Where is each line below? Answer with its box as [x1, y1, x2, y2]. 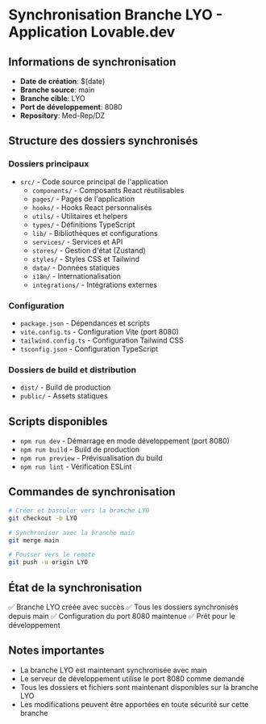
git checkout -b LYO [8, 514, 78, 522]
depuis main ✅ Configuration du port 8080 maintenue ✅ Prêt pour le [8, 611, 236, 621]
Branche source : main [19, 85, 95, 95]
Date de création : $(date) [19, 77, 106, 86]
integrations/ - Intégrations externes [31, 280, 157, 289]
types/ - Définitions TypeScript [31, 220, 135, 229]
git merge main [8, 536, 60, 545]
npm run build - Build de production [19, 444, 140, 454]
